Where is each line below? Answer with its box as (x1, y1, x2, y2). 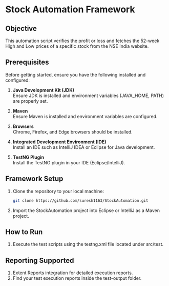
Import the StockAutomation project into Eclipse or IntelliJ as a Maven (12, 207, 160, 214)
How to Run (5, 227, 43, 236)
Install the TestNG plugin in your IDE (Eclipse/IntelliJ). (12, 159, 125, 165)
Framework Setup (5, 175, 64, 183)
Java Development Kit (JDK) (12, 87, 75, 93)
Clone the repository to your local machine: (12, 188, 104, 194)
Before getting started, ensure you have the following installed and (5, 71, 146, 78)
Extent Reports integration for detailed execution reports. (12, 270, 133, 276)
